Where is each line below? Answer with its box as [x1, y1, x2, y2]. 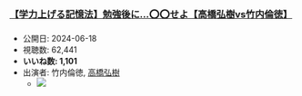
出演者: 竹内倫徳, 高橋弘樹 [22, 67, 120, 78]
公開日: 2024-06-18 [22, 34, 97, 44]
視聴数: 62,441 [22, 44, 77, 55]
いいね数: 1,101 [22, 56, 77, 67]
